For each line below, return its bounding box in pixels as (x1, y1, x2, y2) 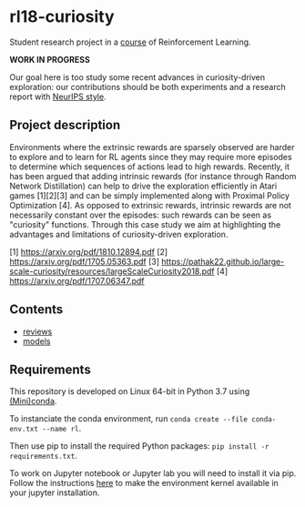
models (22, 335, 51, 347)
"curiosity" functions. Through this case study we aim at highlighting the (9, 218, 281, 229)
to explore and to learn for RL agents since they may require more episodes (9, 151, 293, 162)
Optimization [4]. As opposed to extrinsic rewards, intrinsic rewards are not (9, 199, 291, 210)
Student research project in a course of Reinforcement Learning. (9, 36, 252, 47)
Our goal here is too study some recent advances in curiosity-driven (9, 71, 266, 83)
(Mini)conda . (9, 396, 57, 407)
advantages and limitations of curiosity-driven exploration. (9, 228, 229, 239)
